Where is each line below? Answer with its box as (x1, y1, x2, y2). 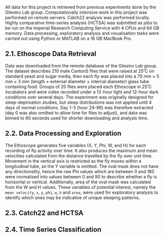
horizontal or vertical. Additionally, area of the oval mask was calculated (5, 179, 151, 185)
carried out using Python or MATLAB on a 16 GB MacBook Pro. (5, 35, 132, 41)
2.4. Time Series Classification (5, 226, 102, 234)
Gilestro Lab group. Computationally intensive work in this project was (5, 9, 147, 15)
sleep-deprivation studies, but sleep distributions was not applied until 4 (5, 99, 152, 105)
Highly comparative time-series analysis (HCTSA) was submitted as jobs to (5, 20, 158, 26)
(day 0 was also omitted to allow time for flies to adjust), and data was (5, 110, 147, 116)
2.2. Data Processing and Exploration (5, 129, 122, 138)
